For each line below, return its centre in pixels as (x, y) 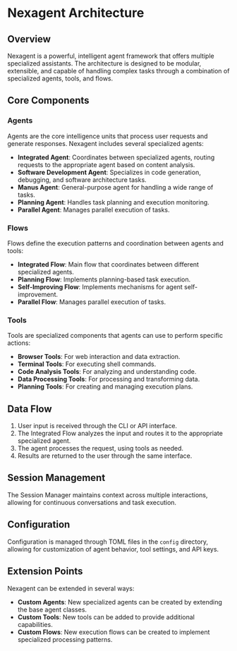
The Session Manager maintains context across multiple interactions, (108, 494)
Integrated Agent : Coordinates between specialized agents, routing (116, 157)
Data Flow (30, 409)
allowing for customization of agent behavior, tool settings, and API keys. (113, 549)
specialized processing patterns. (65, 639)
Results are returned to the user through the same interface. (105, 456)
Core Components (48, 101)
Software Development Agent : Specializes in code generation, (109, 172)
